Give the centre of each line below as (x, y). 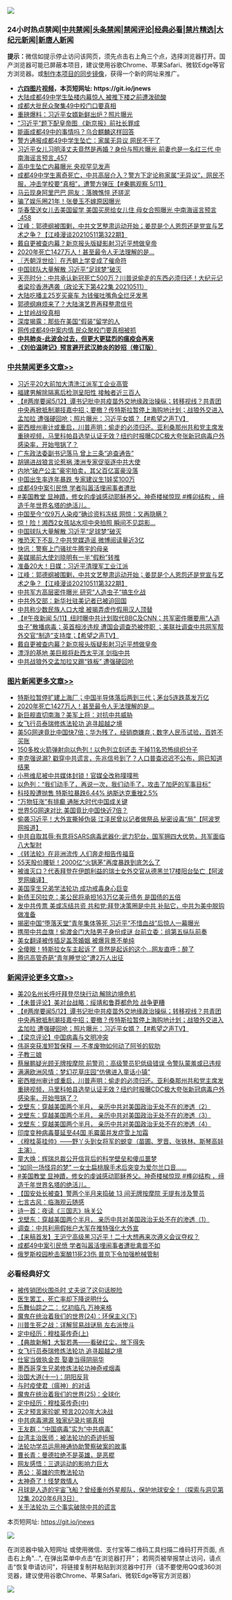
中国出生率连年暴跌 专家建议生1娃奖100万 (76, 479)
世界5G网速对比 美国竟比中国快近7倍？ (72, 810)
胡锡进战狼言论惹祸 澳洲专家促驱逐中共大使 (79, 462)
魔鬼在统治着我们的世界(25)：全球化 (69, 1395)
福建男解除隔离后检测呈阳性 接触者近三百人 (79, 392)
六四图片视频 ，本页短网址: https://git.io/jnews (84, 89)
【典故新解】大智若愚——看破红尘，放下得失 (81, 1342)
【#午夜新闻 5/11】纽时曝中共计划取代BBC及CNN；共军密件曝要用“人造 (118, 618)
